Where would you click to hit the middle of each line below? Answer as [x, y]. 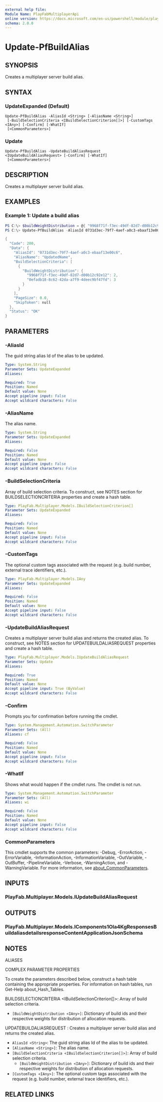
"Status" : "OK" [25, 312]
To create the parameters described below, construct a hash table [71, 979]
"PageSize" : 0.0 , [31, 298]
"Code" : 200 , [23, 244]
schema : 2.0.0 [19, 23]
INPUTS [17, 883]
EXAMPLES [23, 202]
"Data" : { [19, 248]
